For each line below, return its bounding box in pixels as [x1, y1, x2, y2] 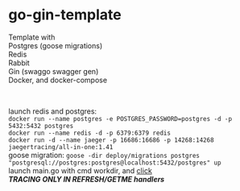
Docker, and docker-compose [8, 75, 107, 85]
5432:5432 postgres [8, 122, 74, 130]
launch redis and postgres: [8, 106, 97, 116]
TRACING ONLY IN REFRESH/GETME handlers [8, 174, 165, 184]
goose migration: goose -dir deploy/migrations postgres [8, 150, 200, 160]
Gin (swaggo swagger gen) [8, 66, 99, 76]
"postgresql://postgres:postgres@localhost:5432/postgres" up [8, 159, 221, 167]
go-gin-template [8, 6, 122, 24]
